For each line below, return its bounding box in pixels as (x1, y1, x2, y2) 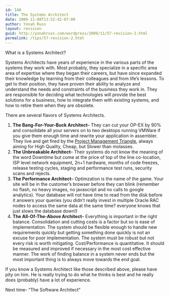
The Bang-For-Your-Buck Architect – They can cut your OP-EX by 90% (12, 122, 161, 128)
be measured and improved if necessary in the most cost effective (12, 245, 151, 251)
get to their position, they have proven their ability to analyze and (5, 80, 140, 87)
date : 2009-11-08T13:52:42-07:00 (5, 17, 76, 22)
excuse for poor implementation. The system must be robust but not (12, 235, 155, 241)
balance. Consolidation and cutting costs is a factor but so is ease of (12, 219, 155, 225)
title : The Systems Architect (5, 12, 69, 17)
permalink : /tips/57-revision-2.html (5, 36, 85, 41)
